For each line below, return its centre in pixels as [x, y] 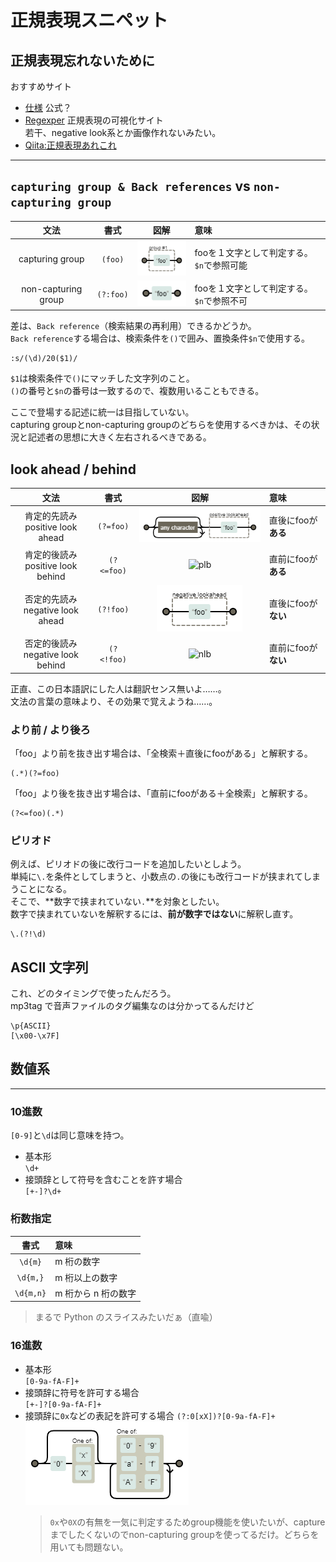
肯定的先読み [51, 515]
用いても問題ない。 [89, 1547]
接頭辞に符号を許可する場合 [82, 1392]
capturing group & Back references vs [130, 186]
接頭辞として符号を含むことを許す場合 [103, 1180]
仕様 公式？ [48, 107]
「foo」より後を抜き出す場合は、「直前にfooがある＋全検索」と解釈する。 [161, 793]
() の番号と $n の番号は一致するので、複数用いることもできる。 [137, 391]
